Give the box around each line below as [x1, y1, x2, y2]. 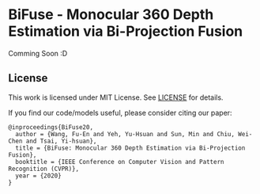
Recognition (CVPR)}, [8, 165, 80, 173]
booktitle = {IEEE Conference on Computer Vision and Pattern [15, 158, 224, 165]
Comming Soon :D [8, 48, 68, 58]
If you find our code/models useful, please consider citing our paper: [8, 108, 232, 117]
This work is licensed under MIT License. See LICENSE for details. [8, 93, 224, 102]
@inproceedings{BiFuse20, [8, 123, 93, 131]
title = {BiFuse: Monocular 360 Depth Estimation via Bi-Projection [15, 144, 246, 152]
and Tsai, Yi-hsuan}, [25, 137, 97, 145]
